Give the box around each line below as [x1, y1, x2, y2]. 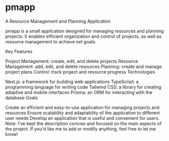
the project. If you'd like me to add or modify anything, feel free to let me [5, 125, 156, 132]
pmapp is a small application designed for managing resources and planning [5, 28, 164, 34]
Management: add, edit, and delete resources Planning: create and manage [5, 63, 162, 69]
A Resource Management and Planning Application [5, 18, 111, 24]
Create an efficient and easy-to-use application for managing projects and [5, 104, 160, 110]
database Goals [5, 95, 38, 101]
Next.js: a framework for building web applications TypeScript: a [5, 79, 139, 85]
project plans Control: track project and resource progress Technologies [5, 68, 155, 75]
